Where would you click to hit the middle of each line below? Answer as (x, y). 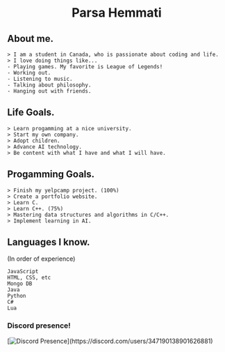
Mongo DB (20, 284)
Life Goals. (31, 113)
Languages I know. (49, 242)
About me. (31, 39)
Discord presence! (39, 326)
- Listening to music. (40, 79)
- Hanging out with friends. (49, 91)
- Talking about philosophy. (49, 85)
